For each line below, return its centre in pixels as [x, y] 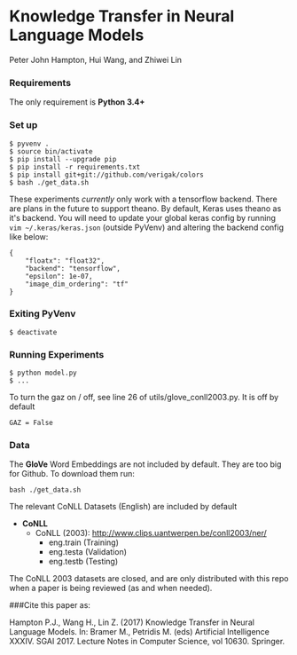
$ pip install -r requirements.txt [75, 167]
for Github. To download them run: [72, 474]
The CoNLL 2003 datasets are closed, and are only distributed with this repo [149, 579]
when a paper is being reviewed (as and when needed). [111, 588]
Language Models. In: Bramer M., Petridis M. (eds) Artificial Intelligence [140, 632]
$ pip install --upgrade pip [63, 159]
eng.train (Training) [84, 542]
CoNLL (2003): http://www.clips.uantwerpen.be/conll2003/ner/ [151, 533]
